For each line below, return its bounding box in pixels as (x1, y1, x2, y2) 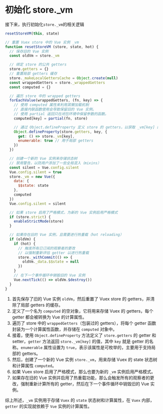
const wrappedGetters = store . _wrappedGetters (9, 80, 105, 85)
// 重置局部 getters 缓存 (9, 71, 57, 76)
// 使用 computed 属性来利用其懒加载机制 (14, 102, 89, 107)
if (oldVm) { (9, 237, 36, 242)
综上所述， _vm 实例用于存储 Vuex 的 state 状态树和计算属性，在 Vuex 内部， (5, 397, 155, 403)
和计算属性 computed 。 (12, 363, 57, 368)
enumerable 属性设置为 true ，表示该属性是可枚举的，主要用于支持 (20, 344, 151, 350)
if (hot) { (14, 241, 36, 246)
